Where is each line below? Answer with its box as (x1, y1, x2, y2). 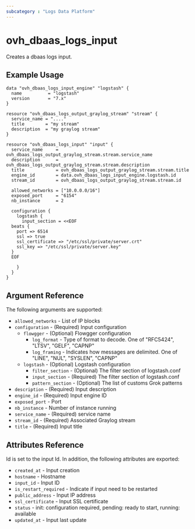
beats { (11, 223, 30, 230)
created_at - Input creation (14, 467, 80, 473)
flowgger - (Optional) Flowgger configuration (23, 330, 131, 337)
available (14, 510, 36, 517)
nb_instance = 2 (11, 198, 64, 204)
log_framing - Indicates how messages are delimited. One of (32, 348, 178, 355)
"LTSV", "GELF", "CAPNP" (32, 343, 95, 350)
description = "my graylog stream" (11, 126, 100, 132)
